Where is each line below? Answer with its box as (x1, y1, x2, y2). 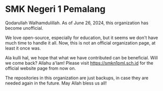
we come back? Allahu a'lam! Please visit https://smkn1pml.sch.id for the (5, 60, 154, 66)
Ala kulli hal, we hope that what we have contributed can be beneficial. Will (5, 54, 158, 60)
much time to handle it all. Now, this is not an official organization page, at (5, 40, 156, 45)
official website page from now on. (5, 65, 76, 71)
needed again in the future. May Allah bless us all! (5, 80, 107, 86)
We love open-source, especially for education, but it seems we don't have (5, 35, 159, 41)
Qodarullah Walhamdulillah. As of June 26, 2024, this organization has (5, 20, 149, 26)
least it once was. (5, 45, 41, 51)
